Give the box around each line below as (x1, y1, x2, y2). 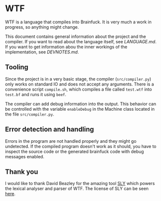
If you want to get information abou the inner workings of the (5, 44, 128, 50)
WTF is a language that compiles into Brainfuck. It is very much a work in (5, 19, 152, 25)
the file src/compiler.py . (5, 111, 55, 117)
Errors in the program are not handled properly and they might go (5, 138, 137, 144)
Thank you (5, 167, 38, 176)
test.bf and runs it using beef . (5, 91, 67, 97)
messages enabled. (5, 153, 45, 159)
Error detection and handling (5, 125, 94, 134)
